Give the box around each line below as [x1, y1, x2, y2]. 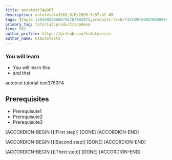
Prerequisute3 [12, 119, 43, 125]
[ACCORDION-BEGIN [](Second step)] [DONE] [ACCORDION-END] [5, 139, 146, 145]
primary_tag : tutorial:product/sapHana [5, 21, 91, 27]
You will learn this [12, 64, 50, 71]
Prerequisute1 [12, 108, 42, 114]
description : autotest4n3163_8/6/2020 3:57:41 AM [5, 12, 114, 17]
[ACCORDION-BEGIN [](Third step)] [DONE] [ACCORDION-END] [5, 149, 141, 155]
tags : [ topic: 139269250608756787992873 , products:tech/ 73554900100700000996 [5, 17, 170, 22]
